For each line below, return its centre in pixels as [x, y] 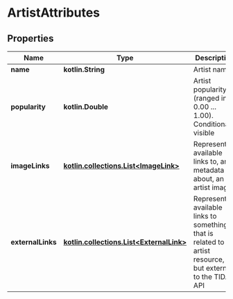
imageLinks [30, 166]
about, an [208, 179]
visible [204, 133]
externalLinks [34, 242]
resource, [209, 259]
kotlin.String [84, 69]
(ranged [206, 98]
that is [203, 233]
